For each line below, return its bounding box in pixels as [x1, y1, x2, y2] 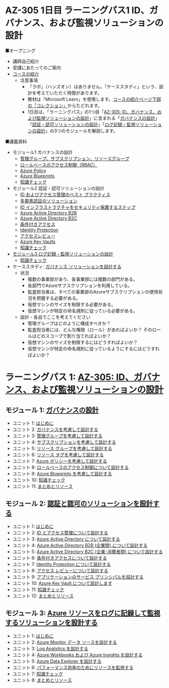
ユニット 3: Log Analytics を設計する [12, 645, 89, 652]
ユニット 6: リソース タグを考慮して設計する [12, 452, 104, 458]
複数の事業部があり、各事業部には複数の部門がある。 [27, 276, 138, 282]
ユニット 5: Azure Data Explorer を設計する [12, 658, 102, 664]
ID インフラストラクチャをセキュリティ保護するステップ [20, 204, 136, 210]
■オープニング [5, 47, 36, 54]
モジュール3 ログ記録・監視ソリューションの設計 [12, 251, 114, 257]
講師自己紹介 [12, 58, 39, 64]
